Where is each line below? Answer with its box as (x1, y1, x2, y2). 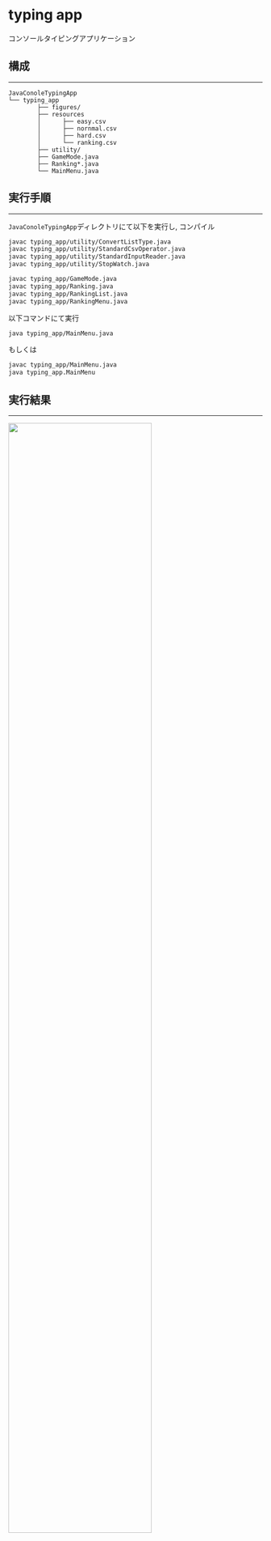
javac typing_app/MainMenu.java (8, 361, 117, 369)
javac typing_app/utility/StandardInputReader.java (8, 253, 186, 261)
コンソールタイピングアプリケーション (8, 33, 135, 43)
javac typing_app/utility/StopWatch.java (8, 261, 150, 269)
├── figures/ (37, 103, 81, 111)
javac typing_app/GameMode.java (8, 275, 117, 283)
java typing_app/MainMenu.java (8, 329, 114, 337)
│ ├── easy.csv (37, 117, 106, 125)
